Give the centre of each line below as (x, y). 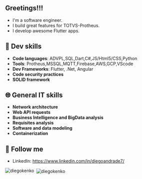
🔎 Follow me (24, 149)
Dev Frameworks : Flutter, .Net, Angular (53, 69)
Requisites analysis (33, 123)
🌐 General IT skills (34, 95)
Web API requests (31, 112)
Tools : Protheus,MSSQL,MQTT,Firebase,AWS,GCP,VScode (73, 64)
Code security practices (38, 74)
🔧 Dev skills (23, 46)
